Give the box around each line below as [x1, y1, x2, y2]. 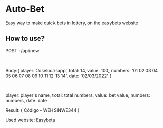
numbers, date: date [5, 97, 47, 103]
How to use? [5, 34, 45, 43]
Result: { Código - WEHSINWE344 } [5, 107, 80, 113]
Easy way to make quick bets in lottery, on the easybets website [5, 20, 139, 26]
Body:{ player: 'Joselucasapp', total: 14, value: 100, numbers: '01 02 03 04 [5, 67, 158, 73]
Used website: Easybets [5, 117, 56, 123]
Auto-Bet [5, 3, 45, 15]
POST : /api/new [5, 47, 39, 53]
